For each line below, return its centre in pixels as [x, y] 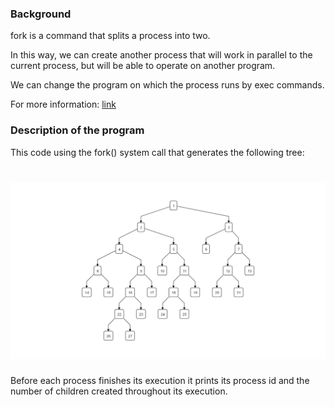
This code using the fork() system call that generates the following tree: [157, 152]
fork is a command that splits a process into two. [110, 36]
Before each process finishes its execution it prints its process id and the [160, 380]
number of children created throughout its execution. [119, 391]
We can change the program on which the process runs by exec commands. [167, 85]
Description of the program [77, 130]
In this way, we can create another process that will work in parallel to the [161, 55]
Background [41, 14]
